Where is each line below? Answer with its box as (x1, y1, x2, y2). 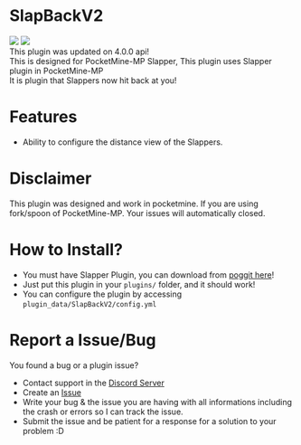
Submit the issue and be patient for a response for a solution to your (22, 415, 277, 426)
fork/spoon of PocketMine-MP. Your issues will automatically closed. (9, 207, 266, 218)
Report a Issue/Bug (9, 329, 156, 350)
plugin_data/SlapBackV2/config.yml (22, 299, 157, 308)
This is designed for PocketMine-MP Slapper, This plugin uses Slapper (9, 55, 273, 66)
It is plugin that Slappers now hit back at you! (9, 74, 177, 86)
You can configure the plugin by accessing (22, 289, 183, 299)
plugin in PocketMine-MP (9, 65, 104, 76)
